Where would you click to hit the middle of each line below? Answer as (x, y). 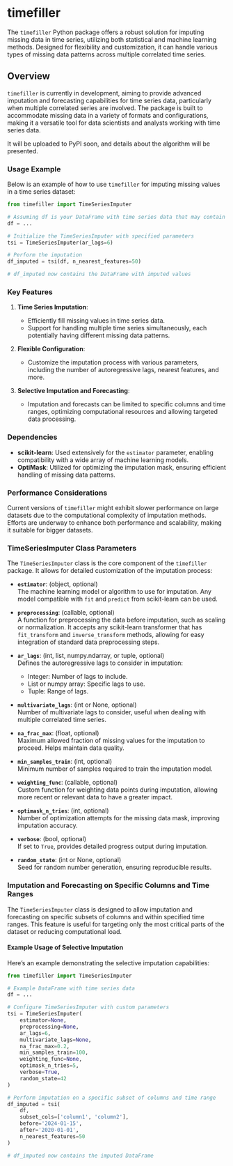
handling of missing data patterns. (66, 475)
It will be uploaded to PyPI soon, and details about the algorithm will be (109, 144)
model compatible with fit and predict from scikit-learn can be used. (117, 599)
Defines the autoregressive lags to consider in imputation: (100, 663)
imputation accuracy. (47, 826)
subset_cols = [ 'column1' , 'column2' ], (74, 1117)
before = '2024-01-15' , (51, 1123)
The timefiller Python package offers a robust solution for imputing (106, 32)
